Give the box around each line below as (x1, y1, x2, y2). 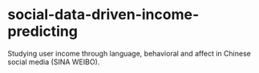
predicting (7, 22, 78, 40)
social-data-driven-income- (7, 6, 200, 24)
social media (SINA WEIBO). (7, 57, 100, 67)
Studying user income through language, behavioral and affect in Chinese (7, 48, 252, 58)
